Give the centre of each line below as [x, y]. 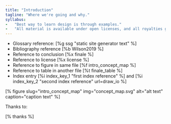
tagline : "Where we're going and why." [48, 15]
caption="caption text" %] [33, 97]
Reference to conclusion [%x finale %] [53, 55]
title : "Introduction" [29, 10]
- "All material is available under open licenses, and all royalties [84, 29]
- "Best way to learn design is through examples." [64, 24]
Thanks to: [17, 107]
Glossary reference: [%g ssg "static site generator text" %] [75, 43]
